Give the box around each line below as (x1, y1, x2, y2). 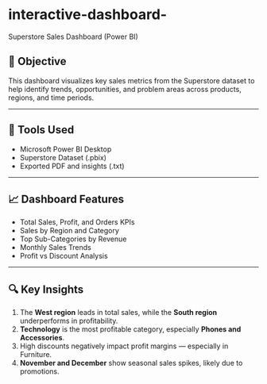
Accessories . (19, 333, 65, 343)
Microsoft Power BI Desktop (19, 144, 112, 154)
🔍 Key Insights (8, 282, 84, 296)
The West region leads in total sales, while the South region (19, 308, 218, 317)
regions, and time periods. (8, 93, 95, 102)
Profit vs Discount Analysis (19, 252, 109, 261)
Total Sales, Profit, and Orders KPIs (19, 217, 135, 227)
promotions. (19, 367, 60, 376)
